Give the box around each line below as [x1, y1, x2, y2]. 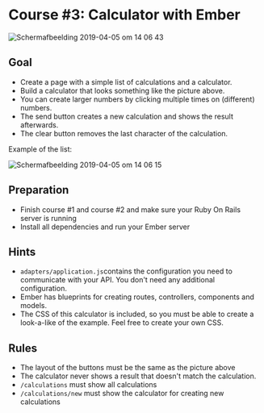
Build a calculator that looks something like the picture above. [19, 86, 225, 95]
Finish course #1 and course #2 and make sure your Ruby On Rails [19, 204, 241, 215]
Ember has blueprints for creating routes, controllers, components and [19, 292, 254, 302]
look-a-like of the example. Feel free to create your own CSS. [19, 318, 224, 327]
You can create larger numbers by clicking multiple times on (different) [19, 94, 256, 104]
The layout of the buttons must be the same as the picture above [19, 363, 236, 373]
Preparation [8, 183, 69, 197]
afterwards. [19, 119, 59, 130]
